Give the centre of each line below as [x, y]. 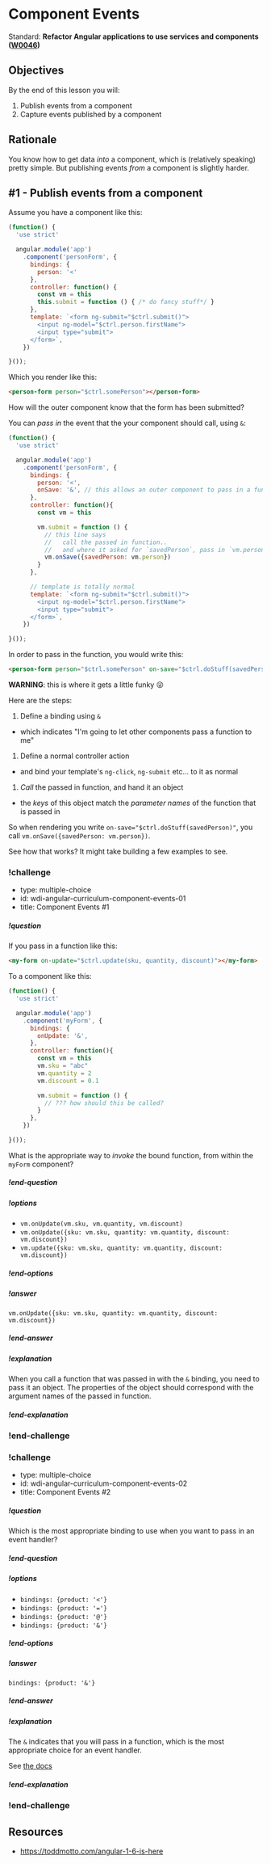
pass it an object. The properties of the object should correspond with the [131, 1387]
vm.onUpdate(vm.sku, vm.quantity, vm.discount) [101, 1224]
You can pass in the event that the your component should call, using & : [127, 423]
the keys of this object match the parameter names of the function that [138, 803]
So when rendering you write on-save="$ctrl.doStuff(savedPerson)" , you [131, 827]
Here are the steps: [40, 700]
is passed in [40, 812]
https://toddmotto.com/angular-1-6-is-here [92, 1851]
